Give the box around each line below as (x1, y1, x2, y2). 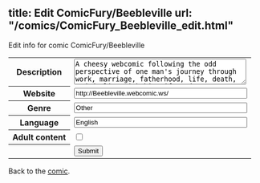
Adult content (12, 132, 67, 143)
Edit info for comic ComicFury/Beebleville (8, 40, 145, 50)
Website (22, 88, 56, 100)
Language (19, 117, 59, 128)
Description (16, 67, 63, 78)
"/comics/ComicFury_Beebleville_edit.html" (8, 19, 234, 33)
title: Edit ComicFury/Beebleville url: (8, 6, 193, 20)
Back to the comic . (8, 166, 71, 176)
